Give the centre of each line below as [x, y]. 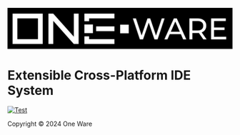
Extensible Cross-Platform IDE [99, 75]
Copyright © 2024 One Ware [50, 124]
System [31, 90]
